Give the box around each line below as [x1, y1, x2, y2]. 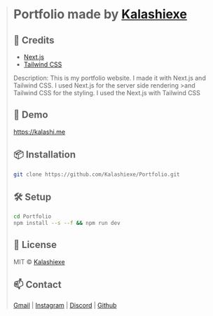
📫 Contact [13, 279, 62, 291]
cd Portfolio [13, 213, 52, 220]
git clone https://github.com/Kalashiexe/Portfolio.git [13, 171, 180, 178]
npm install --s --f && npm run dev [13, 220, 121, 227]
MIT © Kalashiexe [13, 257, 65, 266]
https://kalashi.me [13, 128, 66, 136]
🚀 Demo [13, 109, 48, 121]
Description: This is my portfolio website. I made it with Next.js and [13, 74, 206, 82]
